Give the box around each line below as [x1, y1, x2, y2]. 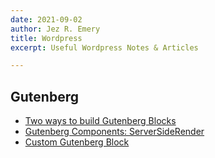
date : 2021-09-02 [10, 14, 83, 25]
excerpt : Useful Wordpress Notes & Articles [10, 42, 199, 53]
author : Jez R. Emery [10, 24, 101, 34]
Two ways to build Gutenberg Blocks [24, 115, 177, 127]
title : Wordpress [10, 33, 83, 43]
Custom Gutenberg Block [24, 136, 130, 148]
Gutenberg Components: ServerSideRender [24, 126, 205, 138]
